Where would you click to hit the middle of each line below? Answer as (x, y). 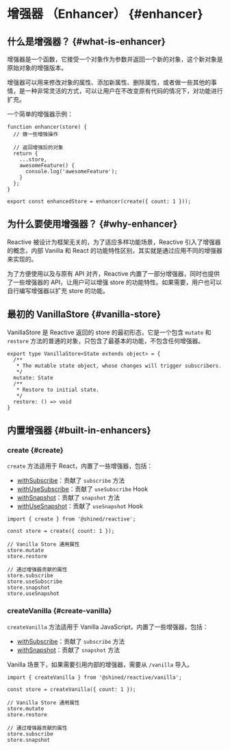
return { (26, 153)
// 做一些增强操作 (36, 134)
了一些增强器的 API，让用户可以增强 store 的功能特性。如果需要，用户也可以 (115, 282)
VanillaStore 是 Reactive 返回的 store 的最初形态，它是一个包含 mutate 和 (109, 332)
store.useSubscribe (35, 582)
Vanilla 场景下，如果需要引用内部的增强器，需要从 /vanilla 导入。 (100, 664)
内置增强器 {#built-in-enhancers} (79, 430)
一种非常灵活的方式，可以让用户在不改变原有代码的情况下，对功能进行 (124, 91)
